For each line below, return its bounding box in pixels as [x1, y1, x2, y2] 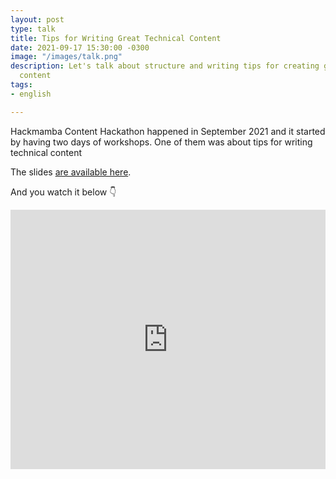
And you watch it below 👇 [10, 186, 117, 198]
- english [10, 89, 52, 99]
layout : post [10, 14, 65, 25]
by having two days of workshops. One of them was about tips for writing [10, 136, 313, 148]
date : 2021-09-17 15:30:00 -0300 [10, 42, 150, 53]
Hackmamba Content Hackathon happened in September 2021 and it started [10, 125, 326, 137]
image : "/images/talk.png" [10, 52, 123, 62]
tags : [10, 80, 33, 90]
